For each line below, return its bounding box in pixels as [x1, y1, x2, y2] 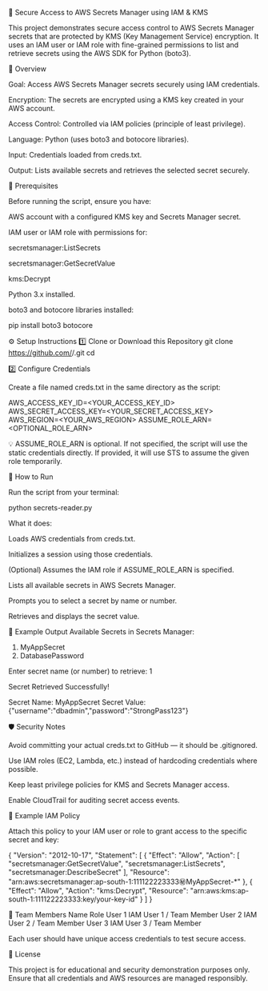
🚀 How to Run [8, 472, 54, 482]
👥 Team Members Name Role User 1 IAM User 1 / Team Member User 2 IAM [8, 910, 258, 919]
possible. [8, 765, 38, 773]
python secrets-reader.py [8, 503, 93, 512]
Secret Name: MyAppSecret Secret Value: [8, 697, 146, 707]
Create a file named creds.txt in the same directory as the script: [8, 382, 222, 392]
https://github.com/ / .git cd [8, 348, 95, 358]
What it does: [8, 518, 52, 528]
